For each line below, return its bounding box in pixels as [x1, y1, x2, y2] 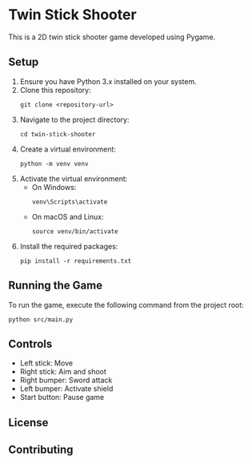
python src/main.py [8, 315, 74, 324]
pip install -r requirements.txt [19, 256, 132, 265]
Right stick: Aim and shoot [19, 367, 106, 377]
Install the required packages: [19, 241, 118, 251]
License [8, 415, 49, 430]
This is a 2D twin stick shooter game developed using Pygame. [8, 32, 216, 42]
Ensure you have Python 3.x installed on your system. [19, 76, 198, 86]
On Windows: [31, 182, 77, 192]
